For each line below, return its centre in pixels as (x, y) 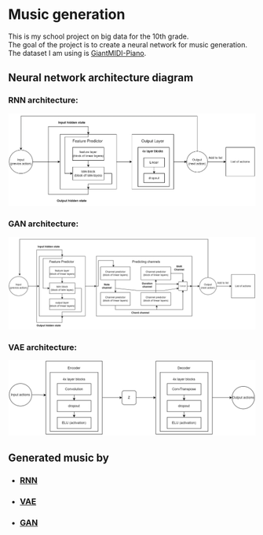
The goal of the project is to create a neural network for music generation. (128, 44)
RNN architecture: (43, 100)
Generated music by (59, 457)
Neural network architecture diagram (101, 78)
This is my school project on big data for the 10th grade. (99, 36)
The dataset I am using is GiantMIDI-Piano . (77, 53)
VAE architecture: (42, 347)
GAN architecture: (44, 224)
